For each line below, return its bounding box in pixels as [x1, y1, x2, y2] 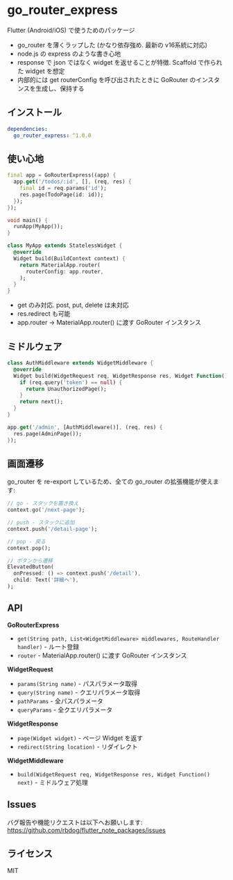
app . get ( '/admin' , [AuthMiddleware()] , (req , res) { [7, 424, 163, 431]
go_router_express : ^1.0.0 [13, 131, 92, 139]
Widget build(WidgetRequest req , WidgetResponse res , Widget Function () [13, 372, 228, 379]
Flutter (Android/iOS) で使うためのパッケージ [7, 26, 135, 34]
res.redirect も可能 [17, 310, 71, 318]
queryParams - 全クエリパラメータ [17, 705, 113, 714]
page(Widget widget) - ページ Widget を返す [17, 733, 144, 742]
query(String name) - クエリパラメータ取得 [17, 688, 141, 696]
